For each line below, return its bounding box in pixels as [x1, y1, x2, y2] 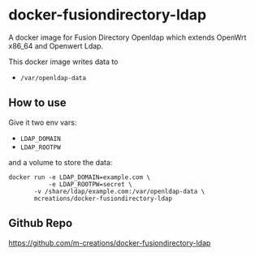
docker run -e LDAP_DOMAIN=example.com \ [8, 173, 151, 181]
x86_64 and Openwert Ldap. [8, 41, 104, 50]
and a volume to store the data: [8, 157, 113, 167]
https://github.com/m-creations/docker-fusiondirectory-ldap [8, 237, 211, 248]
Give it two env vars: [8, 117, 77, 127]
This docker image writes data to [8, 57, 119, 66]
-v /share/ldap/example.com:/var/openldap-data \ [33, 187, 205, 195]
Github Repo [8, 216, 73, 230]
